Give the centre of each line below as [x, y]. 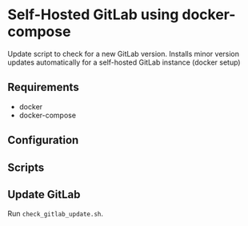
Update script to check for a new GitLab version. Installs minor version [124, 54]
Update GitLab [44, 194]
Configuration [43, 140]
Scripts [26, 167]
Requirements [43, 87]
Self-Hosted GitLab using [93, 15]
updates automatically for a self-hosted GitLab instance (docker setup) [124, 62]
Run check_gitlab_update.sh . [56, 214]
